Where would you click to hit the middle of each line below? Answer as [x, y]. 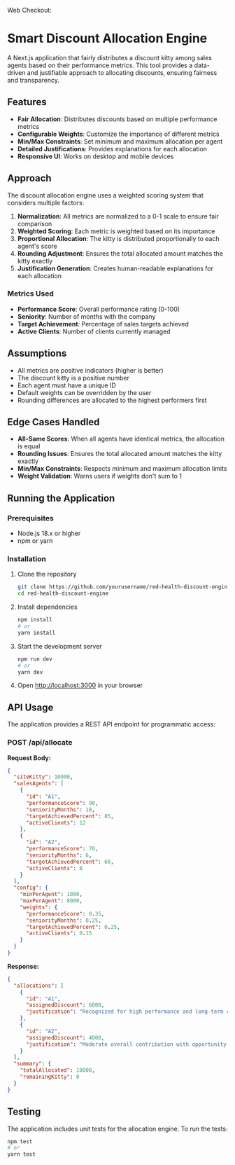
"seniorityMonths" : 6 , [59, 855]
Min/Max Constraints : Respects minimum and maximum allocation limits [122, 469]
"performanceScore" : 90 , [62, 803]
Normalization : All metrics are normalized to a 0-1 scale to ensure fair [118, 216]
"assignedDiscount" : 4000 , [65, 1038]
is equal [29, 446]
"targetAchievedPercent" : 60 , [70, 862]
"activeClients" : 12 [56, 822]
